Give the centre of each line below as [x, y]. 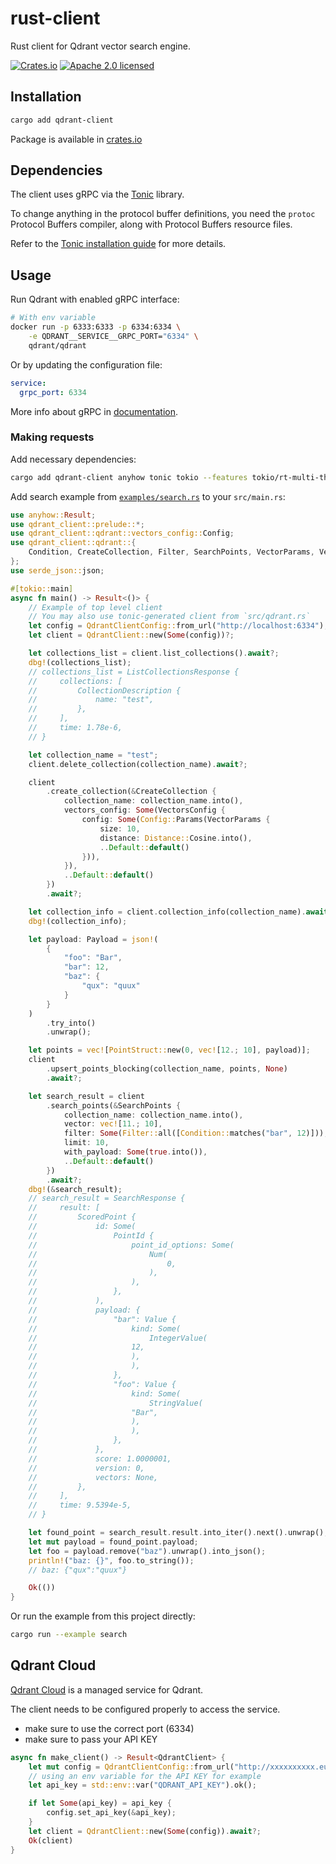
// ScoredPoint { [82, 1217]
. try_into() [71, 1023]
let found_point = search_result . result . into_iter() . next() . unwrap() [176, 1533]
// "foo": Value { [102, 1384]
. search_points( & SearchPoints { [114, 1105]
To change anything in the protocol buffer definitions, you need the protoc [163, 214]
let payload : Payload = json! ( [93, 939]
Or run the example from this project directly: [103, 1616]
